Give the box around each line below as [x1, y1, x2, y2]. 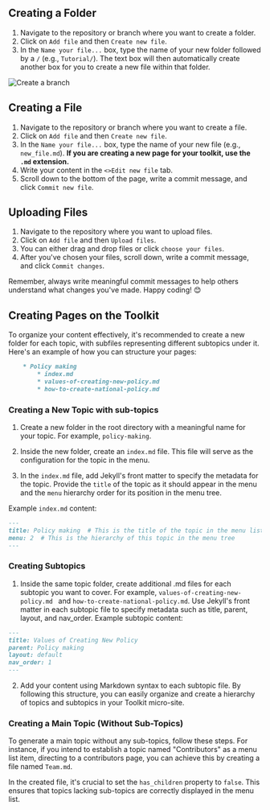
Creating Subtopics [8, 560, 86, 572]
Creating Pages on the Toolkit [8, 308, 159, 322]
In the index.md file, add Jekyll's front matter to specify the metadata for [19, 471, 259, 481]
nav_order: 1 [8, 659, 52, 667]
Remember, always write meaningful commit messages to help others [8, 277, 239, 287]
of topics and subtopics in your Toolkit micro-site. [19, 698, 185, 708]
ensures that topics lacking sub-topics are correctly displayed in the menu [8, 786, 255, 796]
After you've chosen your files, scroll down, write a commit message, [19, 253, 249, 262]
